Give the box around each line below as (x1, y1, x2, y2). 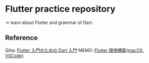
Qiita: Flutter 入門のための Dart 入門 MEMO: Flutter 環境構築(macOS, (5, 47, 144, 53)
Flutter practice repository (5, 3, 116, 15)
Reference (5, 34, 38, 42)
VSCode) (5, 53, 24, 59)
